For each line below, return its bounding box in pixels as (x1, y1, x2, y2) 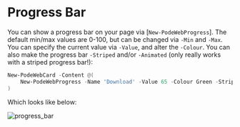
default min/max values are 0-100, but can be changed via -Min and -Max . (7, 35, 223, 43)
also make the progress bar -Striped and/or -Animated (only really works (7, 50, 221, 59)
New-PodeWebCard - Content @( (7, 72, 94, 79)
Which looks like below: (7, 97, 77, 106)
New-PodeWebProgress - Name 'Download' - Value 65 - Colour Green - (20, 78, 219, 85)
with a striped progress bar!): (7, 57, 93, 66)
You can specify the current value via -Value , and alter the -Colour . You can (7, 43, 231, 51)
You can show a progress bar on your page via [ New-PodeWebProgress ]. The (7, 28, 227, 36)
